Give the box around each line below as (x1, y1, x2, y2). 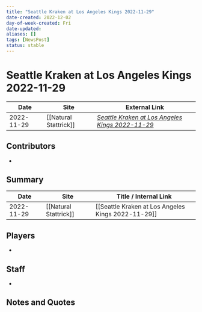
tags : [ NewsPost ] (6, 37, 50, 43)
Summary (6, 175, 44, 185)
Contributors (6, 141, 56, 151)
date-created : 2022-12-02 (6, 14, 71, 20)
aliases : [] (6, 31, 36, 37)
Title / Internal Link (116, 192, 172, 201)
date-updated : (6, 25, 42, 32)
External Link (125, 103, 164, 111)
